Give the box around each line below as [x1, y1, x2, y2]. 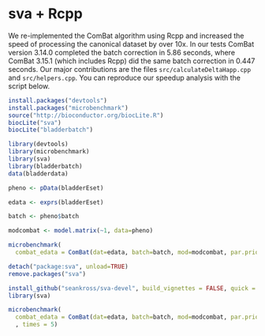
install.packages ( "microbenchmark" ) [8, 104, 129, 111]
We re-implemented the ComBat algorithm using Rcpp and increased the [8, 31, 244, 40]
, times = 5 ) [15, 321, 58, 329]
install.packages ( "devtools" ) [8, 96, 108, 104]
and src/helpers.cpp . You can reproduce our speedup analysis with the [8, 73, 241, 82]
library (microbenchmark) [8, 148, 90, 156]
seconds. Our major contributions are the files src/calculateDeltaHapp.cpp [8, 64, 251, 74]
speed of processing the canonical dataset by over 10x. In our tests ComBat [8, 39, 255, 48]
